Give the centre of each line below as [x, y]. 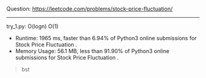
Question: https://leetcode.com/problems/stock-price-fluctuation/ [90, 9]
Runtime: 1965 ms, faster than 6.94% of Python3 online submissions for [106, 38]
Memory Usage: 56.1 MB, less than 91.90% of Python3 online [92, 51]
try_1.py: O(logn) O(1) [32, 26]
